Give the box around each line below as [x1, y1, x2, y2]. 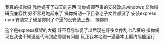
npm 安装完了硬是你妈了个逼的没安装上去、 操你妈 [5, 17, 109, 22]
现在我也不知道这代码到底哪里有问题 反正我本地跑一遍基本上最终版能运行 [5, 34, 155, 39]
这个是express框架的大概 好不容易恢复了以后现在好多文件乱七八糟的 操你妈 [5, 27, 160, 33]
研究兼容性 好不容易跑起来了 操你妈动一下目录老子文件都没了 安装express [5, 10, 156, 16]
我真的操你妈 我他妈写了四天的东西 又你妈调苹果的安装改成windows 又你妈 [5, 4, 159, 10]
